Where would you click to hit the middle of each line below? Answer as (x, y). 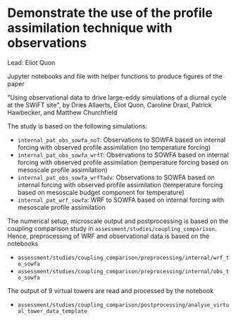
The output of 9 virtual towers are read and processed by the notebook (110, 290)
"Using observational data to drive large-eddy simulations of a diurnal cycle (117, 97)
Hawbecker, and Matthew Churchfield (62, 112)
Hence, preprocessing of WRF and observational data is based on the (108, 236)
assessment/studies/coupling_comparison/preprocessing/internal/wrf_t (123, 258)
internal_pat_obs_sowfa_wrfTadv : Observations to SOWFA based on (116, 177)
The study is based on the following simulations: (77, 126)
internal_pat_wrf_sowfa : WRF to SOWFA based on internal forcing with (120, 200)
